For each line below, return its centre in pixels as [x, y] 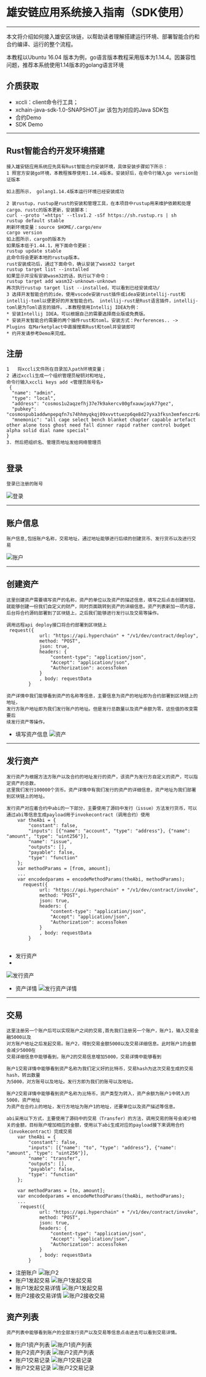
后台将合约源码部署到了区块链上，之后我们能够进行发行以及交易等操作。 [84, 613]
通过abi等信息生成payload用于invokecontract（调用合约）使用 [78, 815]
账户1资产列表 [32, 1345]
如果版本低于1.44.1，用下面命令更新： [49, 245]
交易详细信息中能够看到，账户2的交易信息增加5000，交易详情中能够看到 [84, 1057]
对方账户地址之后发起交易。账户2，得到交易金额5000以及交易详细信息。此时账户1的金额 [101, 1044]
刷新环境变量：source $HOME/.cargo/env [54, 227]
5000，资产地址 [24, 1100]
